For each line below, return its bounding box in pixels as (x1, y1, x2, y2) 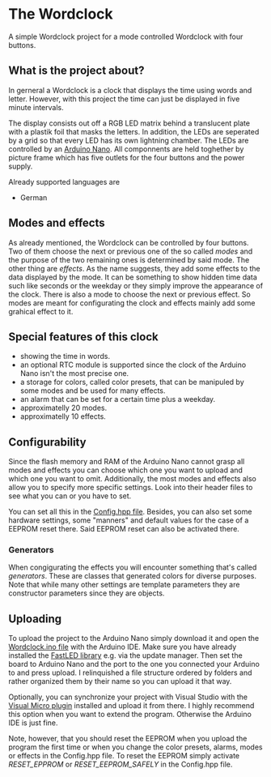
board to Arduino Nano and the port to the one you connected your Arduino (8, 660, 260, 669)
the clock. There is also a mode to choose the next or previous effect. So (8, 289, 251, 299)
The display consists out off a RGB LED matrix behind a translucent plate (8, 118, 251, 128)
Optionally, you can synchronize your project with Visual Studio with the (8, 692, 248, 702)
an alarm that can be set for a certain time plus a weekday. (19, 395, 216, 404)
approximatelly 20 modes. (19, 403, 108, 413)
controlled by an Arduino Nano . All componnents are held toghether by (8, 143, 244, 154)
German (19, 192, 48, 203)
